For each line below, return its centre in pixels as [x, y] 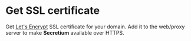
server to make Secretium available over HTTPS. [65, 32]
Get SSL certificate [53, 11]
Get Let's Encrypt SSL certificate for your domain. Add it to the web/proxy [95, 27]
